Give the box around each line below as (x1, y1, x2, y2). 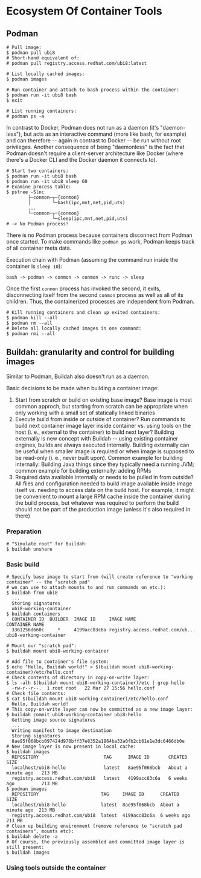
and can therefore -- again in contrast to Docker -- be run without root (6, 137, 181, 144)
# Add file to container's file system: (6, 659, 110, 665)
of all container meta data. (6, 244, 72, 251)
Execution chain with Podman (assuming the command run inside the (6, 256, 179, 263)
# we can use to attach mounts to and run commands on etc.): (6, 585, 166, 591)
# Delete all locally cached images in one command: (6, 325, 142, 331)
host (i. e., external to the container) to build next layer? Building (14, 428, 175, 436)
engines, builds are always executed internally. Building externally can (14, 441, 190, 448)
